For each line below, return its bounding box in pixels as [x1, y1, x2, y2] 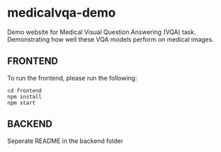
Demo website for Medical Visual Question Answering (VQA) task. [7, 28, 197, 36]
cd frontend [7, 87, 42, 94]
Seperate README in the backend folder [7, 137, 123, 145]
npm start [7, 99, 36, 106]
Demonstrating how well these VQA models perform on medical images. [7, 35, 214, 43]
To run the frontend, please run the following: [7, 74, 137, 82]
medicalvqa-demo [7, 5, 116, 21]
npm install [7, 93, 42, 100]
